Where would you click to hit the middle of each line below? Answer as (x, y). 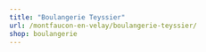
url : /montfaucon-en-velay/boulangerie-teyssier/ (103, 26)
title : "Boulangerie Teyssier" (67, 17)
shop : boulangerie (43, 33)
